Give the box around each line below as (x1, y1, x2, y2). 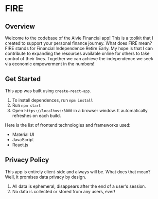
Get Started (5, 75, 41, 83)
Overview (5, 22, 35, 31)
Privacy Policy (5, 156, 50, 164)
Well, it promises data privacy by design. (5, 174, 87, 180)
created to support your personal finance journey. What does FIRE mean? (5, 40, 152, 46)
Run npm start (12, 102, 41, 108)
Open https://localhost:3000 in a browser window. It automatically (12, 107, 148, 113)
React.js (12, 142, 29, 148)
